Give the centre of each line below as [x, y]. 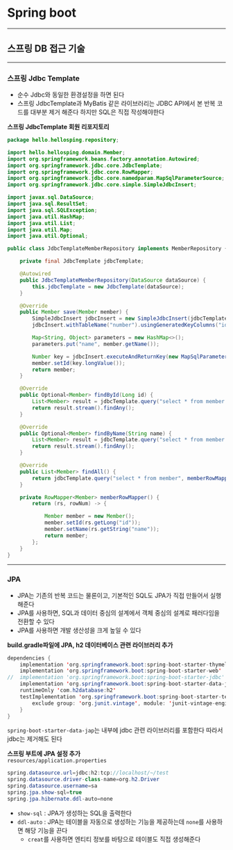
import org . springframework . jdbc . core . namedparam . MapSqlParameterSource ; [116, 179]
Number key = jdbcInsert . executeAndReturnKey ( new [105, 357]
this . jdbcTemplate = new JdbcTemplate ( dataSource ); [109, 286]
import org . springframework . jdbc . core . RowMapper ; [80, 172]
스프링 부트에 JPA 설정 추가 [44, 754]
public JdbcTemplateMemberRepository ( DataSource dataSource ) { [113, 280]
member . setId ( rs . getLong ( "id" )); [92, 523]
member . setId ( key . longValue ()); [79, 363]
